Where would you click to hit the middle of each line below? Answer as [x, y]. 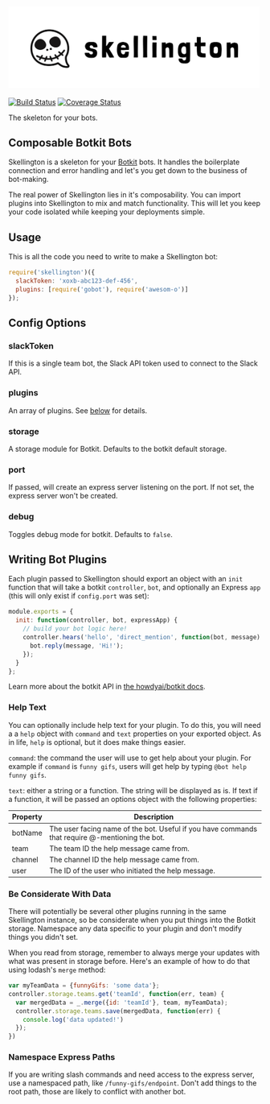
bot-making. [29, 180]
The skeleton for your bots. [53, 118]
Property [27, 817]
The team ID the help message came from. [120, 848]
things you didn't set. [43, 937]
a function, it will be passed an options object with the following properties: [133, 799]
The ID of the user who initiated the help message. [132, 870]
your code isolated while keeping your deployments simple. [106, 212]
